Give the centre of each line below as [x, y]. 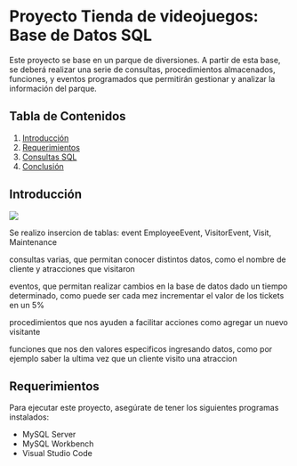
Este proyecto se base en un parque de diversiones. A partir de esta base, [145, 60]
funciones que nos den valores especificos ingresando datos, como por [141, 348]
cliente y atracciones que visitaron [72, 268]
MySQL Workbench [58, 444]
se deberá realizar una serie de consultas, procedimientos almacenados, [142, 69]
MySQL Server [49, 435]
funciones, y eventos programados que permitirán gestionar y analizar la [142, 78]
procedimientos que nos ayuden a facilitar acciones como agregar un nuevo [149, 322]
